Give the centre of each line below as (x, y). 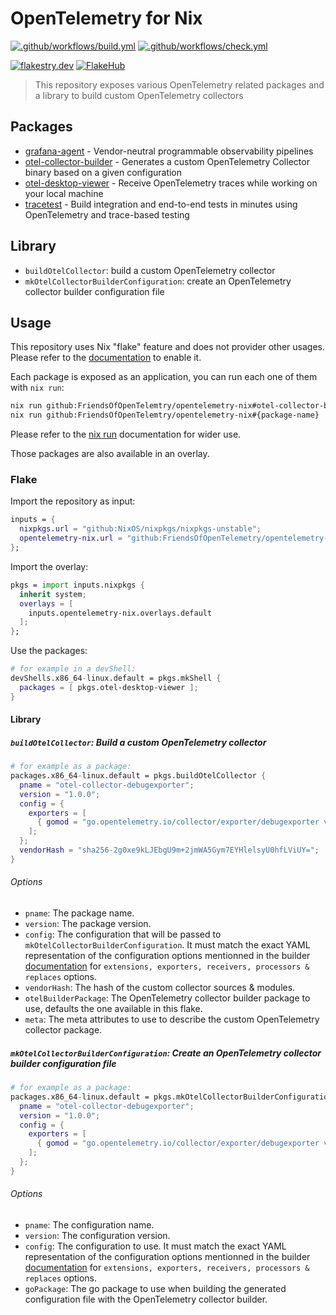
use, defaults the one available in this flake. (113, 1009)
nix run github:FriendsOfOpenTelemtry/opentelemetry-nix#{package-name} (165, 415)
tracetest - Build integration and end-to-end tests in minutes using (161, 204)
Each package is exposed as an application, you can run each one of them (164, 377)
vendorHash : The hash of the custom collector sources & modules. (160, 988)
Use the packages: (49, 651)
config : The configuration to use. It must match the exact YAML (155, 1246)
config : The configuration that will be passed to (123, 934)
